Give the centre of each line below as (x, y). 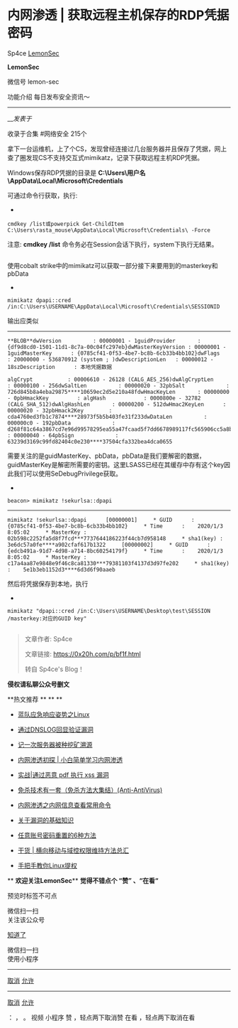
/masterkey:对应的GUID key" (47, 619)
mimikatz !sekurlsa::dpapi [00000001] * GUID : (101, 520)
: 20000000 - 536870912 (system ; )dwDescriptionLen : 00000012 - (110, 359)
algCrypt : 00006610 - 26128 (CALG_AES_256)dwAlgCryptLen (110, 379)
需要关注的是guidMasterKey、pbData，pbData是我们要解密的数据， (106, 456)
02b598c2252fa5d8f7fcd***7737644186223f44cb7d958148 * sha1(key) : (115, 538)
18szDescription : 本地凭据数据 (59, 367)
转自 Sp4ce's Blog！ (55, 669)
